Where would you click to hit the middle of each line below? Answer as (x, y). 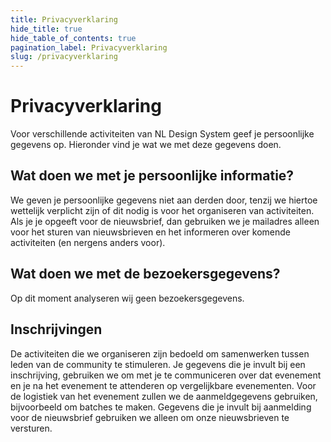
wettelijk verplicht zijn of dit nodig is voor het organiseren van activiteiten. (162, 210)
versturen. (31, 428)
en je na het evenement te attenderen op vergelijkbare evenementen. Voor (163, 385)
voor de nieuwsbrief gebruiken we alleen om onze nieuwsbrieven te (150, 417)
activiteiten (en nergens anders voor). (88, 242)
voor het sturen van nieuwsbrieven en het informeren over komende (151, 232)
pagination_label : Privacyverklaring (89, 47)
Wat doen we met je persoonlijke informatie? (152, 176)
